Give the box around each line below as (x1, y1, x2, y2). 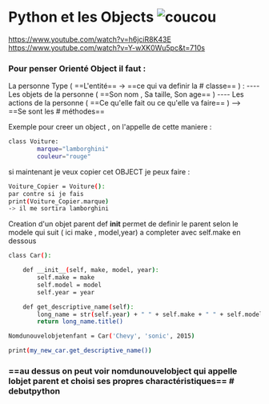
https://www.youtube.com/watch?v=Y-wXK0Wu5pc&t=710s (8, 42, 206, 52)
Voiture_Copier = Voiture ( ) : (8, 182, 106, 190)
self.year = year (37, 288, 94, 296)
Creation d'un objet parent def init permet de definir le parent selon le (8, 219, 239, 229)
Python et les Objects (8, 8, 155, 26)
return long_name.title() (37, 318, 124, 326)
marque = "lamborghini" (37, 145, 110, 154)
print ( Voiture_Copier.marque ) (8, 197, 110, 206)
